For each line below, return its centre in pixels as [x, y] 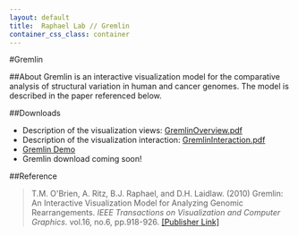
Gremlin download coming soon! [82, 159]
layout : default [39, 17]
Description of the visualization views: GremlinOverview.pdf [132, 131]
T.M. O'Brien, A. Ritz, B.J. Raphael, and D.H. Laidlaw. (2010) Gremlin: [157, 194]
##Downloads [35, 114]
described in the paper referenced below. [86, 96]
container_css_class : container [69, 34]
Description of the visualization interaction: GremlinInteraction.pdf [144, 140]
